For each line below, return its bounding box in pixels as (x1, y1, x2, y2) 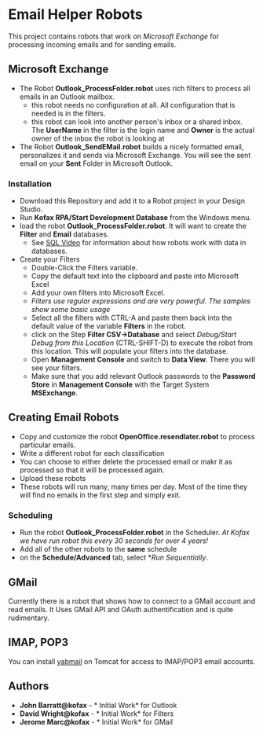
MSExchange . (31, 388, 79, 398)
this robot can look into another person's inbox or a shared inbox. (31, 116, 243, 127)
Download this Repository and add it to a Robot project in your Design (19, 196, 246, 206)
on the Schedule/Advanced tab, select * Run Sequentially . (19, 552, 208, 563)
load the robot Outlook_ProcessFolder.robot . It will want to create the (19, 222, 247, 231)
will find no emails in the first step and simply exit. (19, 490, 181, 500)
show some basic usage (31, 305, 111, 314)
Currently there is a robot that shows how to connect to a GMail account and (8, 596, 256, 606)
